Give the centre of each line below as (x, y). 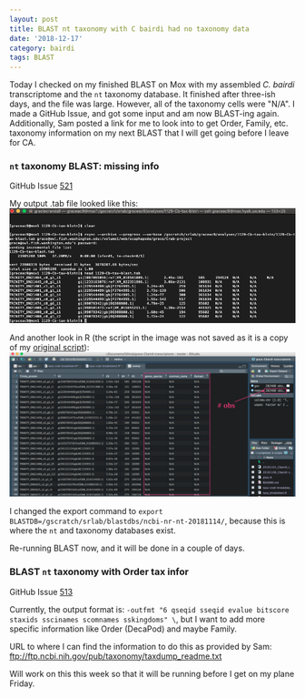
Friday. (22, 683)
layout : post (34, 19)
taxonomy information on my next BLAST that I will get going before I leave (149, 133)
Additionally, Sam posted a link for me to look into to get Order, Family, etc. (149, 124)
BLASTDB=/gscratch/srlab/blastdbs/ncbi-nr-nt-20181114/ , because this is (148, 521)
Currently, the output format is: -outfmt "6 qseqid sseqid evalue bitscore (149, 609)
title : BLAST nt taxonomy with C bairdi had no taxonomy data (129, 29)
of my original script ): (49, 348)
